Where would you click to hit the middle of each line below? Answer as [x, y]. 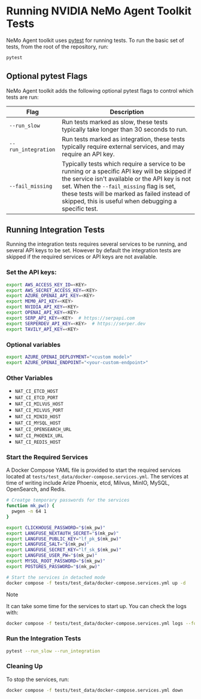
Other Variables [30, 378]
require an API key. [88, 154]
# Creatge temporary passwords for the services [68, 500]
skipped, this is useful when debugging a [119, 201]
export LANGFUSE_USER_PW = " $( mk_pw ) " [52, 555]
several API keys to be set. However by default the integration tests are [94, 251]
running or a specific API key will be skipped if [127, 171]
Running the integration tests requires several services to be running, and [97, 244]
